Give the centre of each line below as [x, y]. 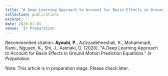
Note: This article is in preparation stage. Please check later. [67, 68]
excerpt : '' [17, 19]
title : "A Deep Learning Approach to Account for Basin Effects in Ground [85, 10]
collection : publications [32, 14]
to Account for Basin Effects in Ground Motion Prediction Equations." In [78, 53]
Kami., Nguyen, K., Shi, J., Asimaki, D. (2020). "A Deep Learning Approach [82, 48]
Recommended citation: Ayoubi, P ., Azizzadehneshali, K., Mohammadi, [78, 42]
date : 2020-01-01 [23, 24]
